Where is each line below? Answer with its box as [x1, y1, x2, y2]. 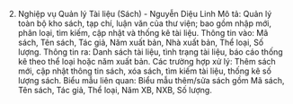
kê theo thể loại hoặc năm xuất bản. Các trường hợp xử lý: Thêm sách [17, 56, 276, 66]
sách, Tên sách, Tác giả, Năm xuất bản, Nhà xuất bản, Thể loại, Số [17, 37, 264, 48]
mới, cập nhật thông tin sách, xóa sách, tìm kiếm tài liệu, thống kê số [17, 65, 272, 76]
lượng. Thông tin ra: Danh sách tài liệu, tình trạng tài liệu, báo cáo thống [17, 47, 283, 57]
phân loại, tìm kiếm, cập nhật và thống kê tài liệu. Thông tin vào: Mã [17, 28, 269, 38]
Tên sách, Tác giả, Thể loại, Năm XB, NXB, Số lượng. [17, 85, 213, 95]
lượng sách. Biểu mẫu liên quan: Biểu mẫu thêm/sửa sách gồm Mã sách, [17, 75, 285, 85]
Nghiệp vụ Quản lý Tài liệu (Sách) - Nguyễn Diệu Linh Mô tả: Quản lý [17, 9, 272, 19]
